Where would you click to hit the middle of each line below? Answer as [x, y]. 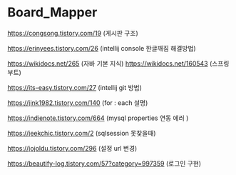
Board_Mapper [52, 12]
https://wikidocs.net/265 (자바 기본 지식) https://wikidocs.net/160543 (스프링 [118, 63]
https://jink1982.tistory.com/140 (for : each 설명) [78, 102]
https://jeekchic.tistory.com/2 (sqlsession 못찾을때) [82, 133]
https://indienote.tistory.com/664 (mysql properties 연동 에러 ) [98, 118]
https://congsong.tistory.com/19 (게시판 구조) [73, 33]
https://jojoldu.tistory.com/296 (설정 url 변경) [72, 148]
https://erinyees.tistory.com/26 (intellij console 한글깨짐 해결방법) [102, 48]
